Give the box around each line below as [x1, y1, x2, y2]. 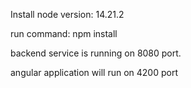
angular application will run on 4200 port [10, 67, 178, 78]
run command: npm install [10, 28, 118, 39]
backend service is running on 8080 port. [10, 47, 182, 59]
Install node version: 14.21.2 [10, 9, 125, 20]
